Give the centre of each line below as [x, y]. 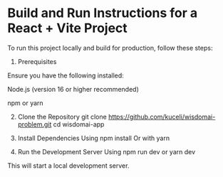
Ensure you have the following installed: [66, 75]
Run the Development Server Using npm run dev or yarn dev [107, 151]
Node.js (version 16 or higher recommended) [73, 89]
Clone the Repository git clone [62, 117]
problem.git [35, 124]
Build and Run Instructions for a [103, 13]
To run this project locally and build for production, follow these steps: [110, 48]
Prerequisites [37, 61]
